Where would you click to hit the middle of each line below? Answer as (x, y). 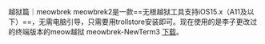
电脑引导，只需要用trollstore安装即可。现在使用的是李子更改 (151, 22)
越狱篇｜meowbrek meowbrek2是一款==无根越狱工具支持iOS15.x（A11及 (128, 12)
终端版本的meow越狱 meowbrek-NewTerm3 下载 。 (99, 32)
